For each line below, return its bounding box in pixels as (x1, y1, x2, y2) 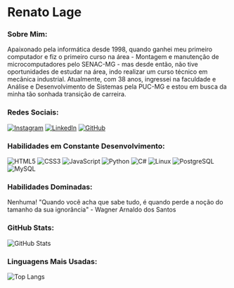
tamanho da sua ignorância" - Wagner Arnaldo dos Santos (7, 205, 176, 214)
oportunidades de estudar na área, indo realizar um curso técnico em (7, 67, 208, 76)
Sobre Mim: (7, 30, 48, 39)
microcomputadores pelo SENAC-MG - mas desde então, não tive (7, 60, 198, 69)
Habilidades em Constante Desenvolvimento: (7, 141, 165, 151)
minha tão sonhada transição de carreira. (7, 90, 126, 98)
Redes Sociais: (7, 107, 59, 117)
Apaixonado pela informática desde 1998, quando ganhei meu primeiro (7, 45, 213, 53)
